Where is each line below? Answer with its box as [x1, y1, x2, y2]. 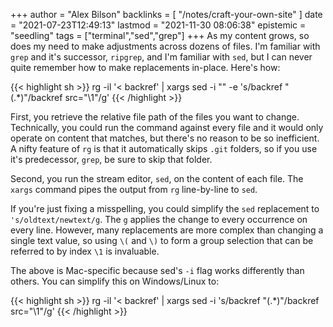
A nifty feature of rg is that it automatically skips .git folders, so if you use [10, 143, 318, 154]
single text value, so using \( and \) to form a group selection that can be [10, 235, 314, 246]
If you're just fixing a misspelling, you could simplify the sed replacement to [10, 203, 320, 214]
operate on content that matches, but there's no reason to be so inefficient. [10, 132, 320, 144]
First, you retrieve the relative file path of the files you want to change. [10, 111, 300, 123]
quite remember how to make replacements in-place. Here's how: [10, 62, 281, 73]
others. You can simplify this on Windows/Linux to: [10, 275, 220, 287]
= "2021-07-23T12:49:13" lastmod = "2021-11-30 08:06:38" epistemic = [10, 19, 307, 31]
